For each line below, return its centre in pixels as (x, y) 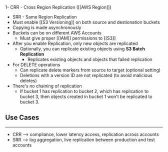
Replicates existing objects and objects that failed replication (90, 59)
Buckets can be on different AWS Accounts (57, 33)
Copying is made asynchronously (47, 27)
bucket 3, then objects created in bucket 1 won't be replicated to (86, 96)
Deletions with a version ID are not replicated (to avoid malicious (86, 75)
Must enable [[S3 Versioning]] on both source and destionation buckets (86, 22)
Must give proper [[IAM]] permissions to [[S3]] (68, 38)
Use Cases (22, 118)
